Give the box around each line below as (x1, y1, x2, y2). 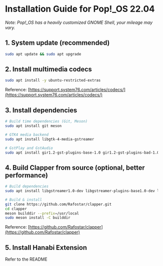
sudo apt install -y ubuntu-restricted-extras (5, 78, 101, 83)
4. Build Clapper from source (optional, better (5, 163, 145, 172)
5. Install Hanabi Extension (5, 243, 87, 251)
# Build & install (5, 197, 42, 202)
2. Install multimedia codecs (5, 65, 92, 73)
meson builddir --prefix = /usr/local (5, 211, 79, 216)
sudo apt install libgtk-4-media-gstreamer (5, 137, 95, 142)
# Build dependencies (5, 184, 49, 189)
